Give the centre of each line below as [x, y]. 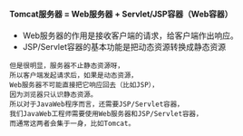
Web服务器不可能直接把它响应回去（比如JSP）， [84, 85]
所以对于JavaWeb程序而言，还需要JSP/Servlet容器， [97, 104]
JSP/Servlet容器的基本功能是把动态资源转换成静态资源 [124, 47]
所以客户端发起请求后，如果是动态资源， [73, 76]
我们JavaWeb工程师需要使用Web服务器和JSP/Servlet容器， [106, 114]
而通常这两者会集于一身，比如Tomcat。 [73, 124]
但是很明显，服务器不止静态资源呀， [67, 66]
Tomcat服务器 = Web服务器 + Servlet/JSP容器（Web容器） [121, 14]
